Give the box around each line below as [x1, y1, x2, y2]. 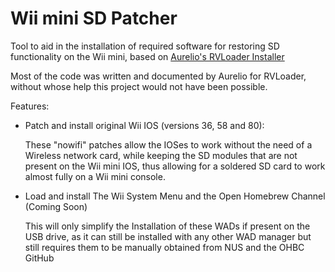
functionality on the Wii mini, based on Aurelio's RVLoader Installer [10, 50, 285, 62]
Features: [10, 100, 50, 112]
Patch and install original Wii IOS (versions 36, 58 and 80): [24, 119, 265, 131]
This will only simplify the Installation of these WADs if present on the [24, 220, 311, 232]
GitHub [24, 252, 55, 264]
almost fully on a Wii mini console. [24, 170, 166, 182]
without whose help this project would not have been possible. [10, 80, 268, 92]
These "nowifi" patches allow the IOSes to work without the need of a [24, 138, 313, 151]
